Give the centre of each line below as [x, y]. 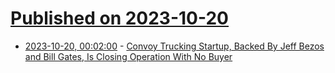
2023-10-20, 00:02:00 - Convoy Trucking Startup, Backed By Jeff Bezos [174, 46]
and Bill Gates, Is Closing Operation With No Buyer [128, 56]
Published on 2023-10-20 [120, 18]
